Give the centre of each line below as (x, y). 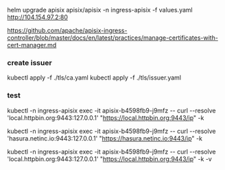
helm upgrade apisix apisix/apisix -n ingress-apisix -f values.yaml (100, 10)
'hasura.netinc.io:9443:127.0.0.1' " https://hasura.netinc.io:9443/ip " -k (105, 138)
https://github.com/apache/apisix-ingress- (67, 31)
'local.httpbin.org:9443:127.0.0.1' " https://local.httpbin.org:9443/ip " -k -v (110, 159)
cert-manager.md (32, 45)
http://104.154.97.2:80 (38, 17)
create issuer (30, 62)
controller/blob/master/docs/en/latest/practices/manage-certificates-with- (113, 38)
